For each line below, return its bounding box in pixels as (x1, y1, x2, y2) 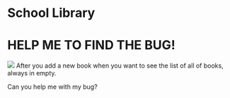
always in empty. (7, 69, 57, 78)
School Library (7, 5, 96, 21)
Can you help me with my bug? (7, 82, 98, 91)
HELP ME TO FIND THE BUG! (7, 37, 176, 54)
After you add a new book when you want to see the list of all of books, (16, 61, 224, 70)
